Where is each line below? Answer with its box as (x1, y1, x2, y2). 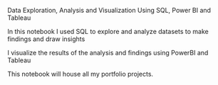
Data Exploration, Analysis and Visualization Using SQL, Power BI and (7, 6, 212, 14)
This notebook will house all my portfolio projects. (7, 70, 154, 78)
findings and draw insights (7, 35, 85, 43)
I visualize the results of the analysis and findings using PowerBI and (7, 49, 209, 57)
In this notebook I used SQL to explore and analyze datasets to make (7, 28, 209, 35)
